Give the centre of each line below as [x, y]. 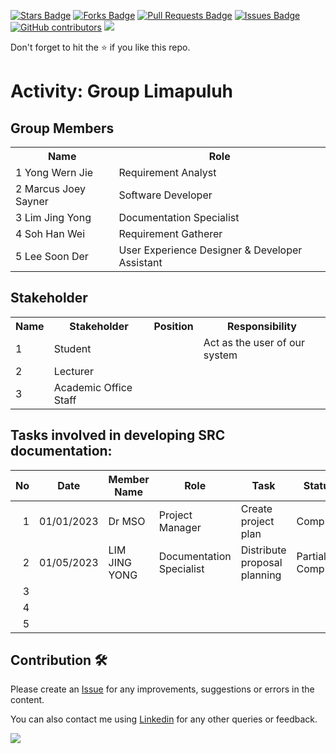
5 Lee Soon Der [52, 256]
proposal [261, 562]
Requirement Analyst [167, 172]
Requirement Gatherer [170, 233]
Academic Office [93, 387]
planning [261, 575]
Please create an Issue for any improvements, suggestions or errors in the [162, 689]
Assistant [140, 262]
